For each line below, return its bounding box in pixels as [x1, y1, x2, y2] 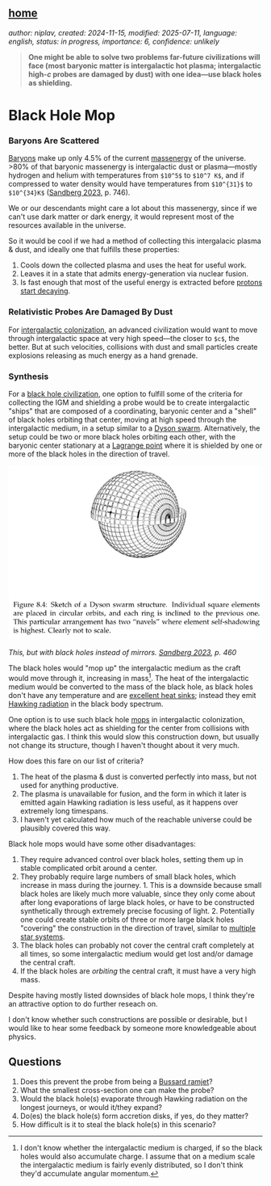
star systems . [19, 932, 65, 942]
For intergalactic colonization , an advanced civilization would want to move [8, 325, 258, 334]
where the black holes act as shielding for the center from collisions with [8, 723, 250, 734]
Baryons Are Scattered [8, 135, 99, 146]
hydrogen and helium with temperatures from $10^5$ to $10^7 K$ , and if [8, 170, 244, 180]
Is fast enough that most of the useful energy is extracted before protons [19, 278, 263, 288]
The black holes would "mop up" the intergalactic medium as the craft [8, 663, 241, 673]
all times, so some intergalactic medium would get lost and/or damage [19, 949, 254, 959]
